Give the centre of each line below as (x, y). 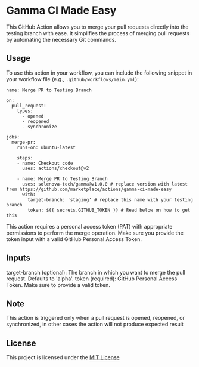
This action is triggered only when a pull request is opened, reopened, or (95, 318)
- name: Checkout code (45, 163)
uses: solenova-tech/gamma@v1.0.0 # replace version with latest (105, 184)
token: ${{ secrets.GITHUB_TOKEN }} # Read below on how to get (109, 210)
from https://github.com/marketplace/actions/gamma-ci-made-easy (89, 189)
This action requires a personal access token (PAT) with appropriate (89, 226)
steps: (25, 158)
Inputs (18, 258)
